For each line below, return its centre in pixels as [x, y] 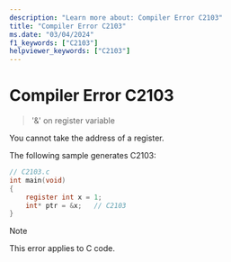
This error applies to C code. [62, 248]
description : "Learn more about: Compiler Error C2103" [116, 18]
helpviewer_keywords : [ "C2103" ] [70, 51]
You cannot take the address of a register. [87, 138]
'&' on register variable [73, 121]
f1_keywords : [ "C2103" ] [54, 43]
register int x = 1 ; [64, 197]
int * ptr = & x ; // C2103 [76, 205]
